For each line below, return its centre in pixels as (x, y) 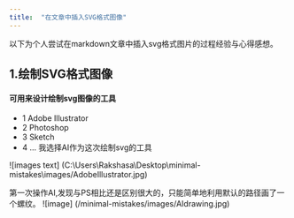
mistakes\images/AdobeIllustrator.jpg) (78, 175)
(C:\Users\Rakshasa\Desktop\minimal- (131, 165)
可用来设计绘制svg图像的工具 (63, 98)
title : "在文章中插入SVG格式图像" (68, 17)
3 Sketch (38, 137)
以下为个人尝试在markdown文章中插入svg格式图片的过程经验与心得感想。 (143, 43)
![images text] (35, 165)
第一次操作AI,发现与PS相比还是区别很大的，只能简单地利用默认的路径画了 (143, 193)
